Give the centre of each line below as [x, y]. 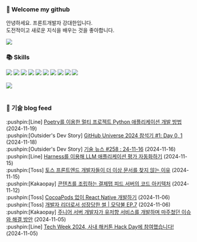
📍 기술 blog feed [29, 108]
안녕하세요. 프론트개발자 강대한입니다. [49, 23]
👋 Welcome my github [38, 9]
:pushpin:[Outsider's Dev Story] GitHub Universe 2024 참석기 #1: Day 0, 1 [94, 135]
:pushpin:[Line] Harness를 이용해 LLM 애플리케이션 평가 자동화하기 [84, 156]
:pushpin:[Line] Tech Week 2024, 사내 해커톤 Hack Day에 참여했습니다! [90, 227]
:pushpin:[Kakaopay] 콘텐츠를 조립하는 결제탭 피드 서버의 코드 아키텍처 [89, 183]
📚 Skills [18, 57]
